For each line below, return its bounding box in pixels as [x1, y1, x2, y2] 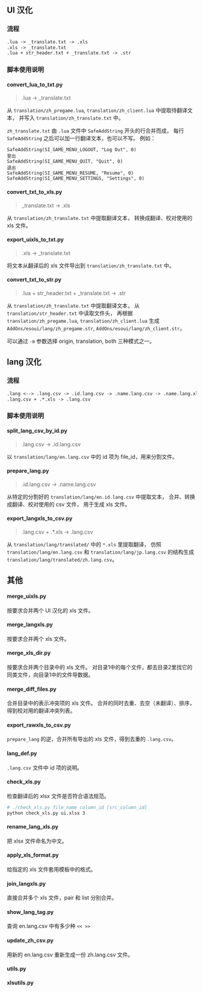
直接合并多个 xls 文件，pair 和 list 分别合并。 [7, 894, 117, 901]
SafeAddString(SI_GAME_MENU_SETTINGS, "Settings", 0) [7, 175, 145, 182]
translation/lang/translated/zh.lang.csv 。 [7, 556, 118, 563]
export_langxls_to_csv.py [7, 515, 73, 522]
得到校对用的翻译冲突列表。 [7, 707, 76, 715]
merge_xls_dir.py [7, 649, 51, 656]
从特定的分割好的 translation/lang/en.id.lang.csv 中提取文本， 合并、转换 [7, 493, 195, 500]
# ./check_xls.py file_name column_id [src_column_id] [7, 804, 148, 811]
